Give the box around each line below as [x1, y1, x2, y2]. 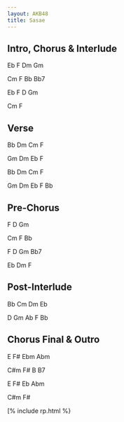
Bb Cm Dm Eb [7, 300, 48, 308]
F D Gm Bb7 [7, 247, 42, 255]
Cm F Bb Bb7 [7, 75, 46, 83]
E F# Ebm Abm [7, 352, 50, 360]
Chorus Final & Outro [7, 334, 100, 346]
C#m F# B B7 [7, 365, 46, 374]
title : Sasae [7, 17, 46, 24]
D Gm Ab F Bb [7, 313, 48, 322]
